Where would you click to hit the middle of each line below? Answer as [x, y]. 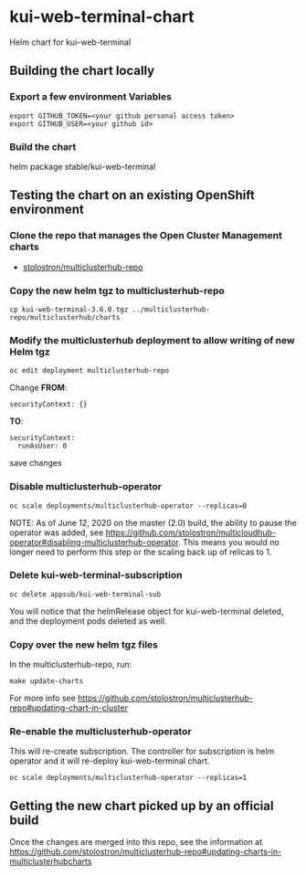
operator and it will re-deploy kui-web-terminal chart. [110, 761]
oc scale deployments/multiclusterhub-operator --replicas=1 [128, 778]
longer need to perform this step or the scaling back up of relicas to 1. [141, 552]
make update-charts [47, 681]
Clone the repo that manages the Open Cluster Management [146, 236]
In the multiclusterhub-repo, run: [71, 665]
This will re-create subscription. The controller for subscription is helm [142, 752]
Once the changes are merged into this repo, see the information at [136, 842]
